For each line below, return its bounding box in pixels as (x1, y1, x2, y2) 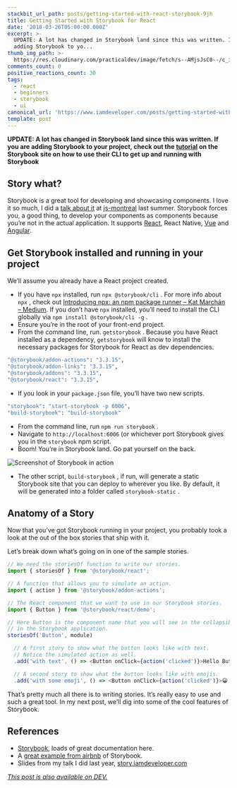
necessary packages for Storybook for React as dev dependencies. (17, 343, 214, 352)
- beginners (13, 89, 49, 96)
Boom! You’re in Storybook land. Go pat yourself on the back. (17, 444, 196, 453)
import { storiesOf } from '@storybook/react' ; (7, 568, 150, 575)
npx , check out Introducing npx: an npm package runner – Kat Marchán (17, 298, 226, 306)
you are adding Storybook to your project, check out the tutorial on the (7, 142, 219, 150)
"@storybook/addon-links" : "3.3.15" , (7, 363, 119, 371)
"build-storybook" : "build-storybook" (7, 409, 121, 417)
